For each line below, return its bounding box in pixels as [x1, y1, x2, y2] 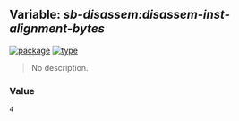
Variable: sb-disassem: [9, 7, 143, 22]
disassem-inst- [141, 7, 230, 22]
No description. [30, 62, 89, 73]
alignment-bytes [9, 22, 106, 37]
